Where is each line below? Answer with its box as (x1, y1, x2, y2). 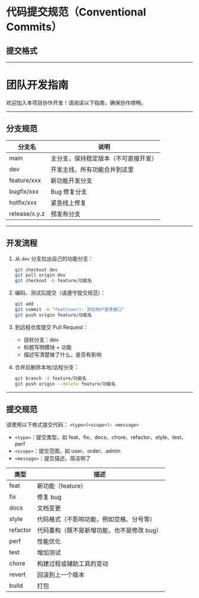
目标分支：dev (23, 336, 59, 343)
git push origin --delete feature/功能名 (14, 380, 116, 387)
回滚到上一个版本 (37, 571, 85, 579)
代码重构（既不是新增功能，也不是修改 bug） (37, 526, 162, 535)
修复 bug (37, 493, 62, 501)
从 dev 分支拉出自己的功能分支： (14, 255, 94, 262)
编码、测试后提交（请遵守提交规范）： (14, 289, 106, 296)
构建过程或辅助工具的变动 (37, 559, 108, 568)
